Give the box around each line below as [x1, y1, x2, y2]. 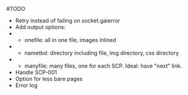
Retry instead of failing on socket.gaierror [15, 17, 121, 24]
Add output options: [15, 24, 66, 30]
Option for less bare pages [15, 76, 83, 82]
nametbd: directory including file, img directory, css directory [24, 49, 179, 57]
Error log [15, 82, 38, 89]
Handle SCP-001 [15, 69, 57, 76]
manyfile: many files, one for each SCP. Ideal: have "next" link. [24, 62, 182, 69]
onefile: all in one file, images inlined [24, 37, 116, 43]
